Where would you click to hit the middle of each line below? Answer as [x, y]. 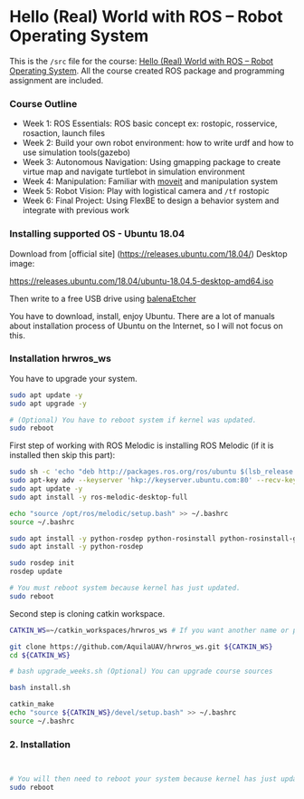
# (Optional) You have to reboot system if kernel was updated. [133, 420]
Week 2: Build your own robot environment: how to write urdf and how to [158, 143]
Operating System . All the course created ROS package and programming [147, 71]
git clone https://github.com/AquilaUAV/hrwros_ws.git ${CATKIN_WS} [141, 647]
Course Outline [43, 103]
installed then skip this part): [62, 455]
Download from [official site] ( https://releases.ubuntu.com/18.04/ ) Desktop [148, 253]
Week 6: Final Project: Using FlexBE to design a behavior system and [151, 200]
